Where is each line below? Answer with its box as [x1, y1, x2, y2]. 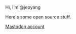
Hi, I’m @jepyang [5, 4, 41, 10]
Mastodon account [5, 23, 45, 29]
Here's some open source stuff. [5, 14, 71, 19]
